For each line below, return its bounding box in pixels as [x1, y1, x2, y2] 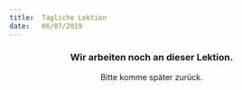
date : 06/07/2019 [9, 22, 83, 31]
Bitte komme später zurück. [100, 71, 203, 82]
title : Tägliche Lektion [9, 13, 107, 22]
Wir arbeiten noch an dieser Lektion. [70, 51, 234, 64]
